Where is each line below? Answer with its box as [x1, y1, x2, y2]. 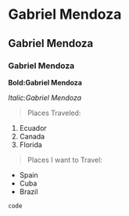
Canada [19, 131, 45, 141]
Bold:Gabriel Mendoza [8, 77, 82, 87]
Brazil [19, 186, 38, 196]
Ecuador [19, 123, 47, 132]
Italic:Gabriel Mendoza [8, 92, 82, 103]
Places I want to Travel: [27, 155, 103, 164]
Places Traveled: [27, 108, 81, 117]
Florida [19, 139, 43, 149]
